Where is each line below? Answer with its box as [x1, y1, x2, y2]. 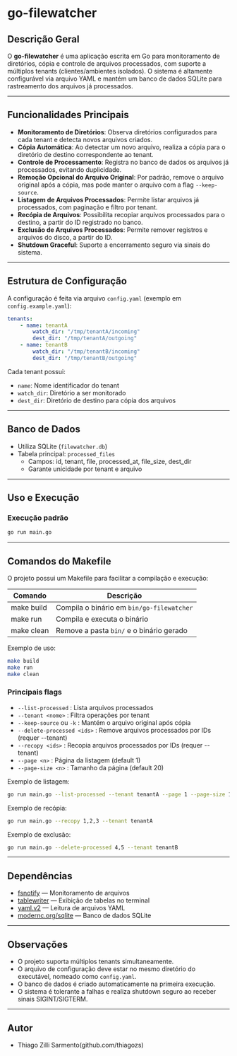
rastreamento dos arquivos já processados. [7, 82, 133, 90]
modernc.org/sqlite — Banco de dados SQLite [17, 911, 152, 920]
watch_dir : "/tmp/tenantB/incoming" [32, 348, 140, 355]
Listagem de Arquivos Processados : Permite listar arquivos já [17, 195, 200, 204]
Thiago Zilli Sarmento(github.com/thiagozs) [17, 1040, 144, 1049]
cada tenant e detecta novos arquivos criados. [17, 135, 153, 144]
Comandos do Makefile [7, 555, 111, 567]
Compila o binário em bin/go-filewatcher [55, 603, 194, 613]
